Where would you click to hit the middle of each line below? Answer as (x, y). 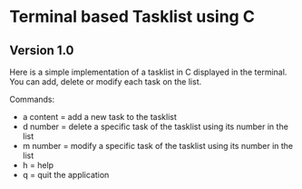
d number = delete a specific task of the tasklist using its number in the (155, 126)
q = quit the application (66, 175)
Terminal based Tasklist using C (132, 17)
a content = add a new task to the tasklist (99, 117)
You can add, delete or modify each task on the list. (106, 82)
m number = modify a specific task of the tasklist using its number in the (158, 146)
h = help (38, 165)
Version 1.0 (42, 50)
